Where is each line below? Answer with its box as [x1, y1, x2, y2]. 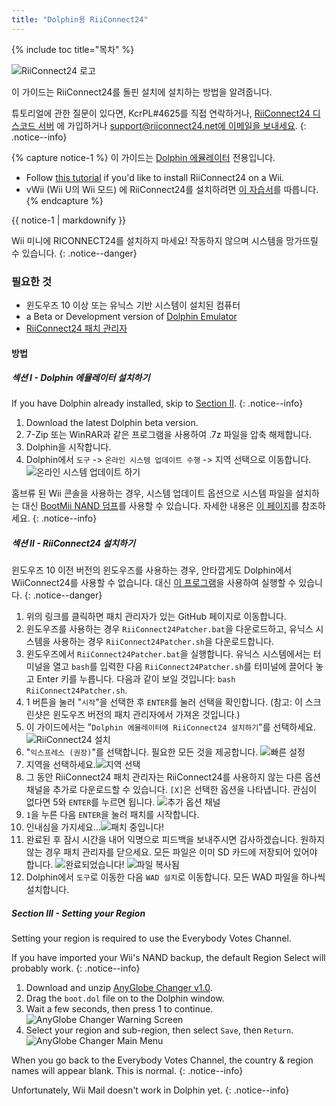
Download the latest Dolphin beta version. [25, 417, 199, 429]
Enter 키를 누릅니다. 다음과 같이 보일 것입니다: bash [36, 673, 236, 685]
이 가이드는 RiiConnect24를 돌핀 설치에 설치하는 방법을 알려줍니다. [11, 86, 273, 98]
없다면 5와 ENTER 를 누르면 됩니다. [25, 796, 156, 808]
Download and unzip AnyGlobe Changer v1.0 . [25, 982, 213, 994]
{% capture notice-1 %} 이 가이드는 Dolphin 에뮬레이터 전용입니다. [11, 151, 276, 163]
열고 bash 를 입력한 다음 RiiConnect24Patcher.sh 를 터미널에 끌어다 [52, 661, 314, 673]
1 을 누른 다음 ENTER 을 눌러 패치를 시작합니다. [25, 809, 200, 821]
